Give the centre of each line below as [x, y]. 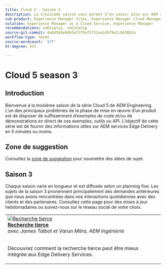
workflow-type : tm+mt [27, 38]
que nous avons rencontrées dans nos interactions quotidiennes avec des [80, 197]
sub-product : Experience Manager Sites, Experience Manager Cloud [75, 19]
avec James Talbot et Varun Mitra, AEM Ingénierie [66, 231]
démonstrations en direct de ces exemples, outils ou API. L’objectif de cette [82, 121]
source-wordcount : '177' [31, 42]
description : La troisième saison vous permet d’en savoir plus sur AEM [82, 14]
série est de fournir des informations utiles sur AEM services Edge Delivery [82, 126]
